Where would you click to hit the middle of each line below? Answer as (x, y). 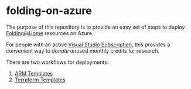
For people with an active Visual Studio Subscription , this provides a (88, 44)
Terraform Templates (40, 80)
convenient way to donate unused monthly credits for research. (83, 50)
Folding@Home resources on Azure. (50, 33)
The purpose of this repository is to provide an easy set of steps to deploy (95, 27)
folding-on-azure (49, 11)
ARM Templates (34, 73)
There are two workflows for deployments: (57, 62)
